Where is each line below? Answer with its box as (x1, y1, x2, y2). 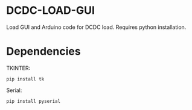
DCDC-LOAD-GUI (6, 4, 95, 17)
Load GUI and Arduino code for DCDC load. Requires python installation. (6, 23, 187, 31)
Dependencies (6, 44, 81, 58)
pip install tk (6, 76, 45, 82)
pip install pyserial (6, 98, 61, 104)
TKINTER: (6, 64, 31, 72)
